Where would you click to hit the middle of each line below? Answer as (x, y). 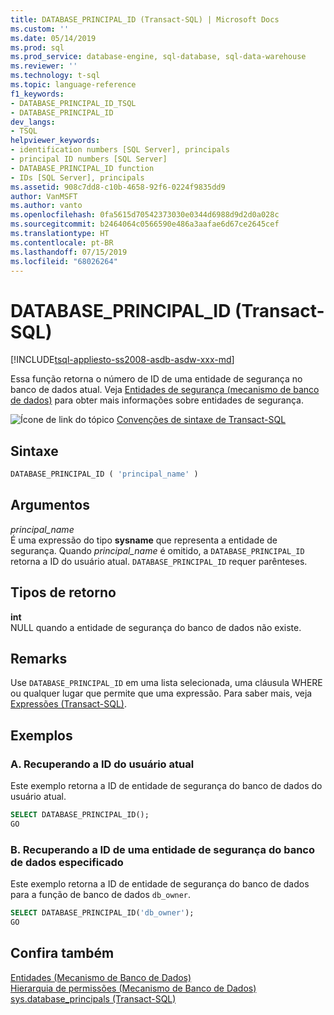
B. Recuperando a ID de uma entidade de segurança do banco (162, 849)
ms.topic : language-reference (73, 85)
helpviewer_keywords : (55, 141)
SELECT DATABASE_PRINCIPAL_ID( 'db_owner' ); (102, 913)
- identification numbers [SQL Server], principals (120, 150)
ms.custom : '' (40, 29)
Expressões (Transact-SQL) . (68, 704)
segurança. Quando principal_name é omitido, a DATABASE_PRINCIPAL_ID (157, 550)
